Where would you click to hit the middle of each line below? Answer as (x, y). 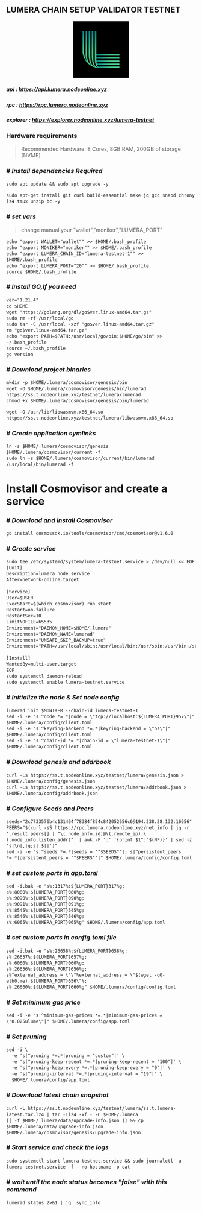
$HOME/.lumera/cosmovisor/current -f (54, 453)
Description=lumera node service (48, 574)
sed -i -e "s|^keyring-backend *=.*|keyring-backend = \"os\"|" (88, 729)
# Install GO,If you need (41, 287)
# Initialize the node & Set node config (63, 698)
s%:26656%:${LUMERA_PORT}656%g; (47, 969)
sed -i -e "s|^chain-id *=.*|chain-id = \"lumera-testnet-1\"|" (88, 741)
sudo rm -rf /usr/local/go (40, 318)
